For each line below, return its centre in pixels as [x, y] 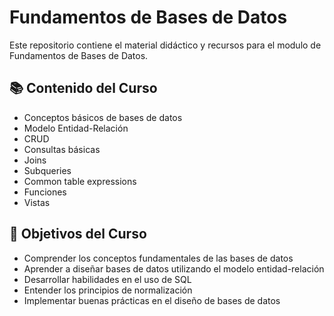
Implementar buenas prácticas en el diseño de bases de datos [152, 300]
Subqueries [47, 170]
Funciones [45, 192]
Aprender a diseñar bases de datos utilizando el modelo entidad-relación [174, 268]
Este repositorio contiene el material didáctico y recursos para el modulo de [165, 45]
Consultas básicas [62, 149]
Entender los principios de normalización [108, 290]
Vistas [37, 202]
